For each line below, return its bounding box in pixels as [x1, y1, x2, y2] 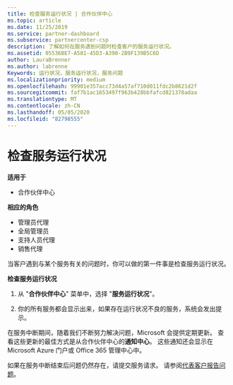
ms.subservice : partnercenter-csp [7, 37, 109, 44]
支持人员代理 [17, 235, 55, 244]
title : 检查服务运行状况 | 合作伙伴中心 [7, 10, 113, 18]
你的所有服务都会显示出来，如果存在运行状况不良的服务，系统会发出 [17, 304, 216, 313]
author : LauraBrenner [7, 57, 71, 64]
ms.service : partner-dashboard [7, 30, 100, 37]
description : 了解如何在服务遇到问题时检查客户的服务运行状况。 [7, 43, 175, 50]
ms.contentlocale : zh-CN [7, 102, 80, 109]
